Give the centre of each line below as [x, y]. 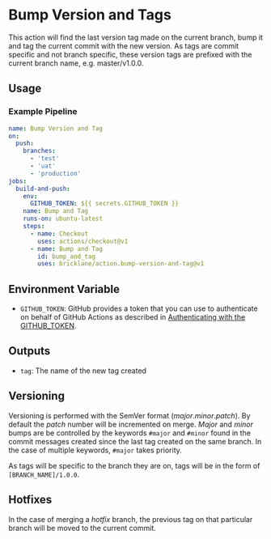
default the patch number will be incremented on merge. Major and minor [131, 424]
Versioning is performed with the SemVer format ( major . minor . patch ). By [129, 415]
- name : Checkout [59, 233]
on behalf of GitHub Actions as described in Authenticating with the [133, 317]
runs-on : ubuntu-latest [63, 219]
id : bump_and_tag [66, 257]
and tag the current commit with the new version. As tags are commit [124, 45]
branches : [40, 151]
